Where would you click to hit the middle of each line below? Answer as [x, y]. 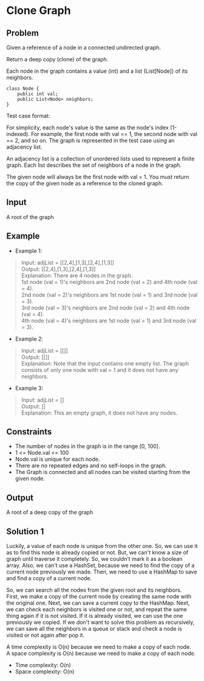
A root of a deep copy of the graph [50, 512]
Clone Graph [39, 11]
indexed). [18, 134]
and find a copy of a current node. [49, 578]
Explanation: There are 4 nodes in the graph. [77, 275]
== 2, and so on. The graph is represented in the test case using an [90, 141]
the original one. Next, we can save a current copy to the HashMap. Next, [98, 603]
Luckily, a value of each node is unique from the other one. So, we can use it [102, 546]
